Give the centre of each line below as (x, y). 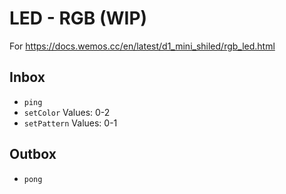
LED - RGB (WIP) (78, 18)
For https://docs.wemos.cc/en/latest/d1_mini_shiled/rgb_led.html (142, 46)
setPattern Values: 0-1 (70, 123)
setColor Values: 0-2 (67, 112)
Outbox (33, 154)
